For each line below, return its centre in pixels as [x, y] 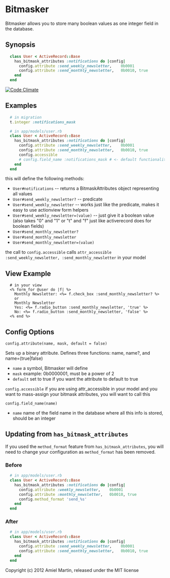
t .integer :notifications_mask [43, 122]
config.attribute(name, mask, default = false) [56, 344]
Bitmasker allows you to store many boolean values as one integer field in [82, 23]
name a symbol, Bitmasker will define [50, 368]
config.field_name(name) [31, 404]
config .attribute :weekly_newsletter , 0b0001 [71, 490]
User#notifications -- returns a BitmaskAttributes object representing [86, 188]
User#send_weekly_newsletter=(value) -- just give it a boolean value [83, 215]
